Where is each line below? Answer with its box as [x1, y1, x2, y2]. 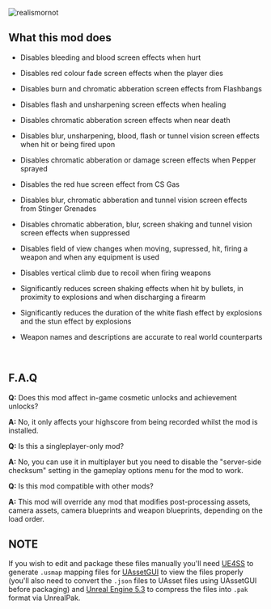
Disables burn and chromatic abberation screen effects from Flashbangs [19, 83, 263, 93]
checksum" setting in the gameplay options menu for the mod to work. [8, 465, 244, 475]
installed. [8, 425, 39, 435]
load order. [8, 514, 44, 523]
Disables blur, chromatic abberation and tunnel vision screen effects [19, 195, 248, 205]
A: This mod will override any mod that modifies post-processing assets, [8, 497, 251, 506]
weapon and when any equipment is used [19, 252, 160, 262]
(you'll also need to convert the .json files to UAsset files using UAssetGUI [8, 576, 257, 586]
